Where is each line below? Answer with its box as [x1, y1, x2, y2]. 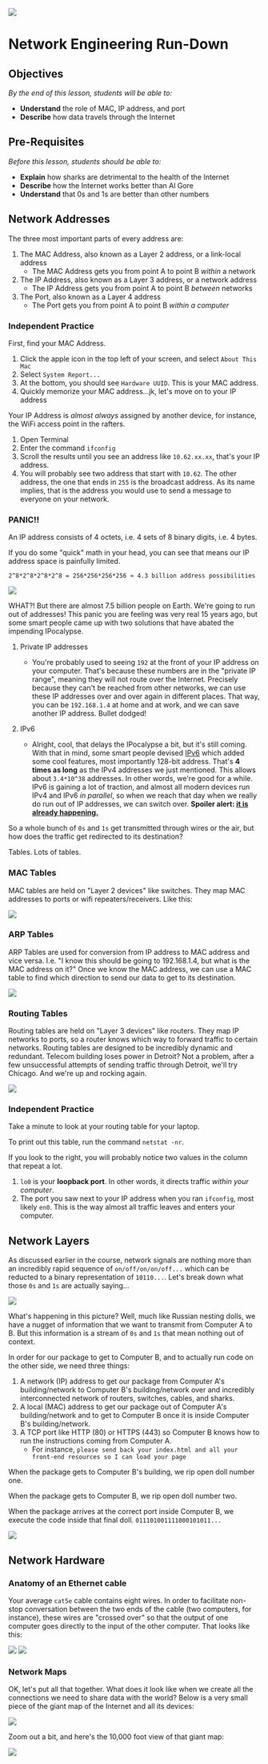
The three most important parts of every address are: [8, 233, 184, 244]
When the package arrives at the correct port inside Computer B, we [8, 1507, 234, 1516]
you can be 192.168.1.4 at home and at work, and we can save [31, 700, 240, 710]
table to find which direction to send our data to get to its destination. [8, 973, 236, 982]
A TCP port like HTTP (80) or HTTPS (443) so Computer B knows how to [19, 1428, 260, 1437]
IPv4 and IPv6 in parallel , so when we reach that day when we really [31, 791, 258, 800]
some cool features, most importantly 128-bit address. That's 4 [31, 757, 241, 767]
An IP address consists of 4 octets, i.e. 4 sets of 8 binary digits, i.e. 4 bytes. [8, 533, 258, 542]
